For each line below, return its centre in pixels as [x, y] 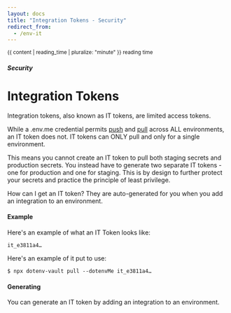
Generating [24, 286]
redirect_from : [29, 27]
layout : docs [26, 14]
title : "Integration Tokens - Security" [67, 20]
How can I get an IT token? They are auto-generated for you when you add [115, 193]
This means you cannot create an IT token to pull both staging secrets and [114, 158]
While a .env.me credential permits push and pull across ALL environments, [116, 129]
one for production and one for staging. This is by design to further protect [115, 172]
